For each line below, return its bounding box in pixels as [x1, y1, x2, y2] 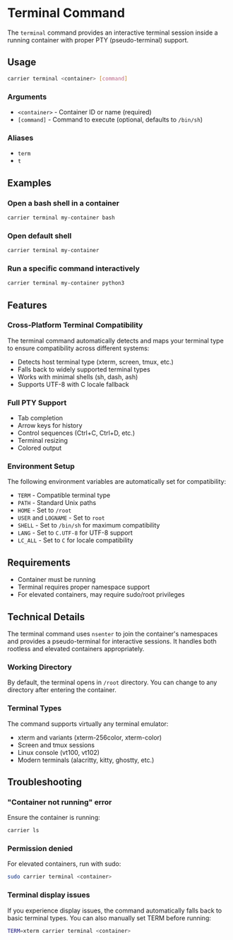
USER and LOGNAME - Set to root [17, 513, 105, 522]
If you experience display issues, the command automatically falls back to [7, 906, 222, 915]
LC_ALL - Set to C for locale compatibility [17, 536, 133, 545]
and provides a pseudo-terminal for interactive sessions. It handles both [7, 637, 217, 645]
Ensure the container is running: [7, 814, 100, 822]
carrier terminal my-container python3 [7, 280, 125, 287]
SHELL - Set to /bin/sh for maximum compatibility [17, 521, 160, 530]
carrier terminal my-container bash [7, 214, 115, 221]
